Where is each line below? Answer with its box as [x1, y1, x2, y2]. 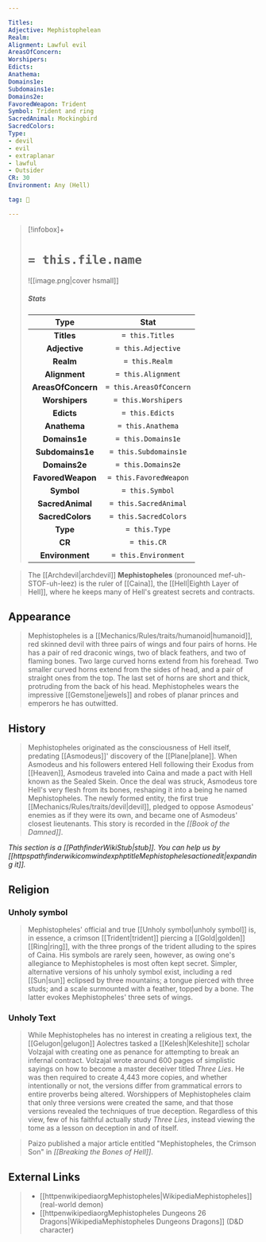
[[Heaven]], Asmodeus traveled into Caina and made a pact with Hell [27, 769, 253, 778]
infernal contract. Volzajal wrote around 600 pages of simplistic [27, 1056, 236, 1065]
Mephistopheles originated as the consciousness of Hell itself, [27, 743, 232, 753]
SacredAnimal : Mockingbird [8, 115, 98, 123]
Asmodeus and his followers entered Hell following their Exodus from [27, 760, 254, 769]
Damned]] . [27, 827, 64, 837]
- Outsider [8, 166, 44, 175]
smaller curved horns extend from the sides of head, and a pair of [27, 665, 244, 675]
